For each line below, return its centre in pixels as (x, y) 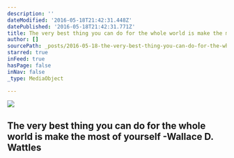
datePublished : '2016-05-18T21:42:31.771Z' (71, 26)
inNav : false (26, 72)
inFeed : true (26, 59)
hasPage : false (29, 65)
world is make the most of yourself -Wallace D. (110, 136)
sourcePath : (24, 46)
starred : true (28, 53)
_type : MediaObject (36, 78)
